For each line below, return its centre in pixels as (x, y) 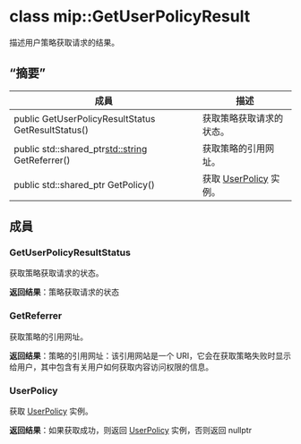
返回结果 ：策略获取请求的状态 (64, 292)
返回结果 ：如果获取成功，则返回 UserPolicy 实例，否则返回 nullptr (131, 431)
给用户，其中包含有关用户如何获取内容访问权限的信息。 (111, 367)
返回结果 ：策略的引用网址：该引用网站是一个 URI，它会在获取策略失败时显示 (150, 355)
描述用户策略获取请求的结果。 (64, 42)
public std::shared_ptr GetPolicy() (84, 184)
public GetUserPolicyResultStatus (85, 118)
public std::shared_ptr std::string (81, 149)
